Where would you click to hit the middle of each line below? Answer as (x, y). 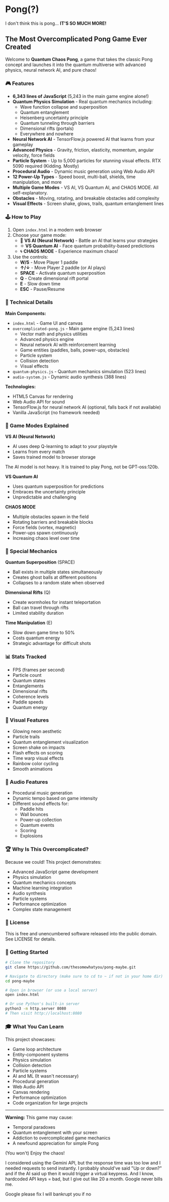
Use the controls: (30, 257)
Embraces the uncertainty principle (49, 491)
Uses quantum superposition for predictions (58, 486)
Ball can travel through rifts (40, 608)
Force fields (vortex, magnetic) (44, 527)
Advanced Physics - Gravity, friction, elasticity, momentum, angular (83, 150)
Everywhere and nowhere (47, 134)
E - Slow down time (40, 284)
